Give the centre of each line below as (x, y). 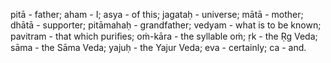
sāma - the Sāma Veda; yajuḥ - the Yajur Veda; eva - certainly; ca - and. (158, 47)
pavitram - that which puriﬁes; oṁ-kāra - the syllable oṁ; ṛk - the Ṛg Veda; (164, 36)
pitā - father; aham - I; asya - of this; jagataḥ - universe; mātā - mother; (157, 14)
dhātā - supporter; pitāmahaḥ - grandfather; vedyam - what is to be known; (166, 25)
